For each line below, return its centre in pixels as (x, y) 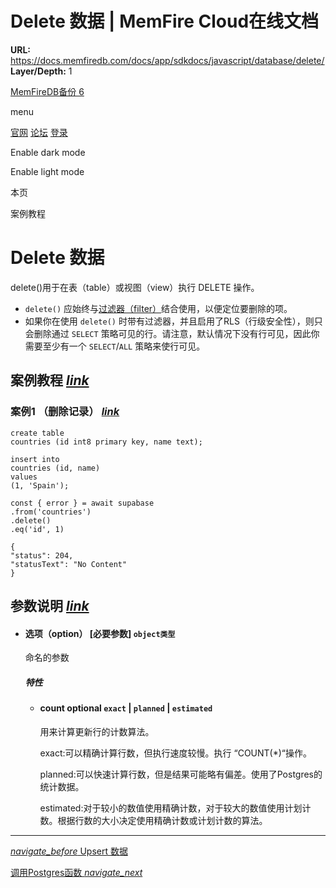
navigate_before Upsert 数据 (69, 851)
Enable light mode (47, 171)
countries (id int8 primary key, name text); (106, 442)
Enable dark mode (48, 152)
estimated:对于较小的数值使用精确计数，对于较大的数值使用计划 (171, 808)
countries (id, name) (55, 468)
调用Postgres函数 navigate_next (76, 872)
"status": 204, (42, 555)
